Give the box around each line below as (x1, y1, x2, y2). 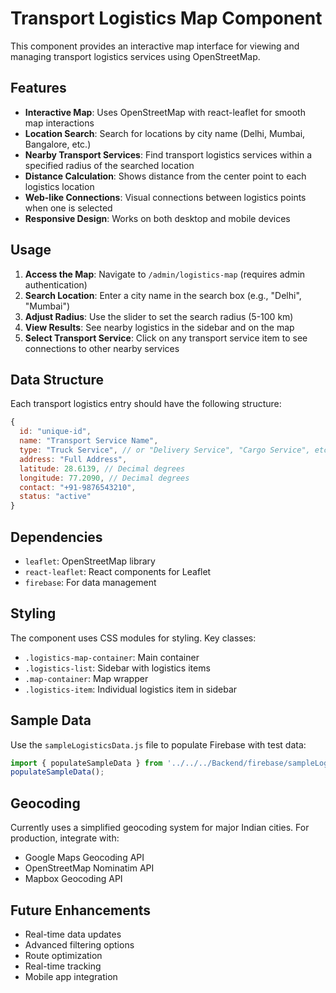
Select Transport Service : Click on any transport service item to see (24, 332, 308, 344)
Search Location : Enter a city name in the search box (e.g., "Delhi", (24, 289, 302, 301)
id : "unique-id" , (19, 427, 92, 437)
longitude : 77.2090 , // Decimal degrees (19, 473, 190, 483)
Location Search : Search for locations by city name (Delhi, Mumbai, (24, 127, 306, 139)
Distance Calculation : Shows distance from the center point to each (24, 170, 307, 182)
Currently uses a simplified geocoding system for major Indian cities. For (10, 822, 310, 834)
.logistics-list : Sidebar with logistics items (24, 662, 211, 674)
